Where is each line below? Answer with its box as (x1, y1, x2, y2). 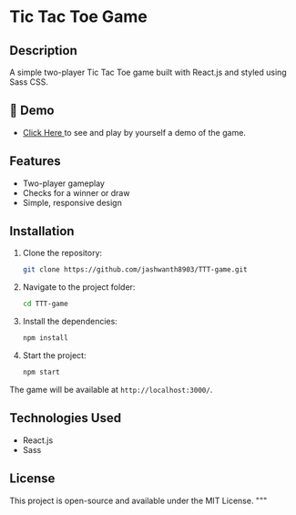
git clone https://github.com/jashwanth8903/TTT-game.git (22, 265, 248, 274)
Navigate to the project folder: (22, 282, 136, 293)
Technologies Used (9, 410, 121, 426)
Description (9, 43, 77, 58)
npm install (22, 334, 68, 343)
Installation (9, 223, 75, 239)
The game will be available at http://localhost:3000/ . (9, 384, 213, 395)
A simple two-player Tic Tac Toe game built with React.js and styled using (9, 67, 287, 77)
